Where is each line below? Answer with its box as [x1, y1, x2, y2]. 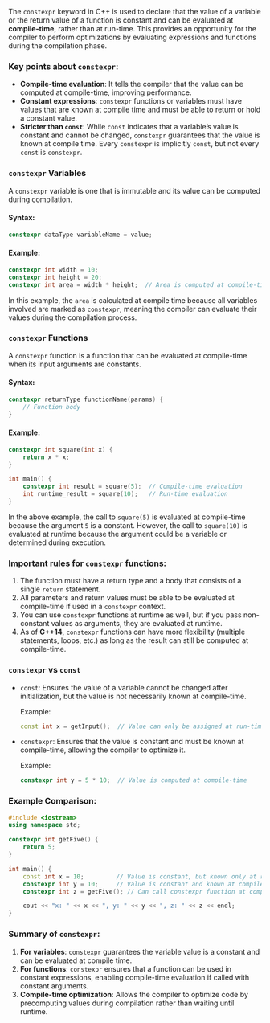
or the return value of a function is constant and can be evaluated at [8, 15, 234, 25]
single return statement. [19, 584, 101, 594]
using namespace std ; [8, 821, 81, 829]
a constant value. [19, 113, 78, 123]
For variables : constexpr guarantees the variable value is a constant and [19, 947, 260, 956]
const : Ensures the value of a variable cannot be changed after [19, 682, 228, 692]
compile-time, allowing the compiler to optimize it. [19, 745, 186, 755]
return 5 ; [22, 843, 56, 851]
